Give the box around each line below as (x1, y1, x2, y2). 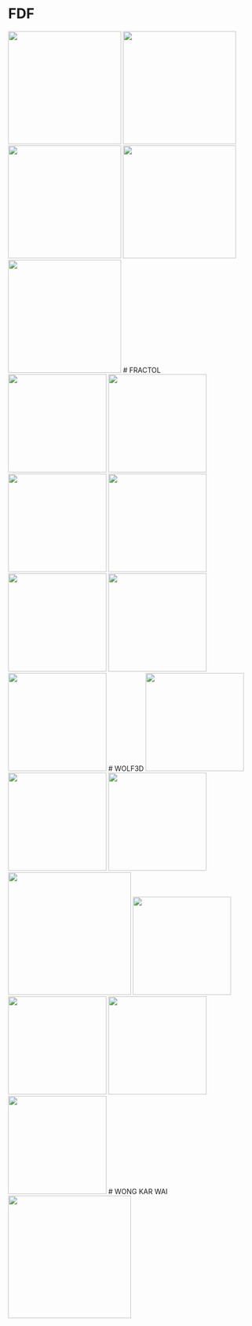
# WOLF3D (108, 763, 144, 773)
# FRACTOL (122, 365, 161, 374)
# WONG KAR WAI (108, 1186, 168, 1196)
